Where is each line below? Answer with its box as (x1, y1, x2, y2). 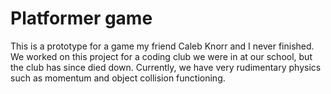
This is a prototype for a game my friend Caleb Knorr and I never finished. (10, 40, 315, 52)
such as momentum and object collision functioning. (10, 72, 226, 84)
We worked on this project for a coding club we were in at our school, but (10, 50, 313, 62)
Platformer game (10, 7, 153, 30)
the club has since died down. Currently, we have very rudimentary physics (10, 61, 322, 73)
